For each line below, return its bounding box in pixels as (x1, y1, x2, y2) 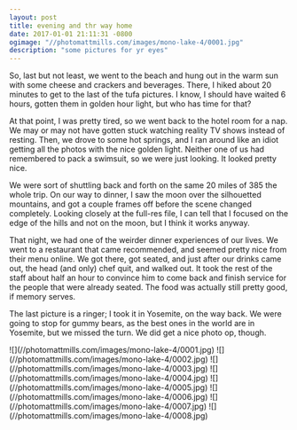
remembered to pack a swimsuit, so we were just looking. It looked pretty (9, 153, 277, 164)
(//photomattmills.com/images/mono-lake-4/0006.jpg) (9, 392, 208, 403)
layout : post (9, 12, 58, 22)
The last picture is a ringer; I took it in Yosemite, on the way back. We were (9, 309, 282, 319)
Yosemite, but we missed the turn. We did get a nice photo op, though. (9, 327, 267, 338)
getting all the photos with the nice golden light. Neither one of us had (9, 144, 264, 155)
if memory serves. (9, 292, 76, 302)
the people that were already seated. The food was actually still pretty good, (9, 282, 288, 293)
